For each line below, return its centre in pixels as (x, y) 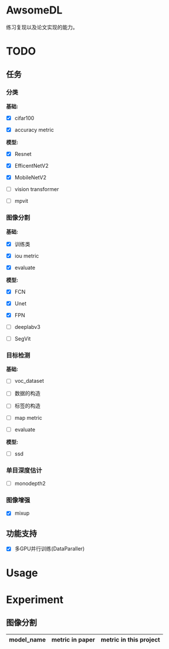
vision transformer (37, 189)
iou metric (27, 256)
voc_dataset (29, 381)
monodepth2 (30, 484)
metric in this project (130, 640)
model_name (27, 640)
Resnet (23, 154)
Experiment (35, 599)
